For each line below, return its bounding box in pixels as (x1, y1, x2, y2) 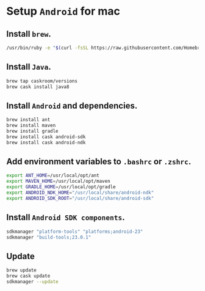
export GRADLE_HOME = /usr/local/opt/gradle (6, 184, 116, 190)
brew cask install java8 (6, 84, 70, 90)
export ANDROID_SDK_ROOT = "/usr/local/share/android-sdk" (6, 195, 154, 201)
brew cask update (6, 273, 51, 279)
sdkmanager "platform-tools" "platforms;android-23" (6, 228, 143, 235)
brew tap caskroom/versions (6, 78, 78, 84)
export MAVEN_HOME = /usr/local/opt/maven (6, 179, 111, 185)
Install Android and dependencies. (6, 100, 138, 111)
